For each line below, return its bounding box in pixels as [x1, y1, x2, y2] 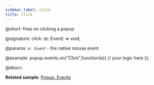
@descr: [5, 64, 23, 70]
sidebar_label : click [5, 7, 51, 12]
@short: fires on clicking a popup [5, 25, 75, 31]
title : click [5, 12, 33, 17]
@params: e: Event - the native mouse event [5, 45, 99, 51]
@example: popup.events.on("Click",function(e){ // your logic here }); [5, 54, 150, 60]
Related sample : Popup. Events [5, 74, 71, 80]
